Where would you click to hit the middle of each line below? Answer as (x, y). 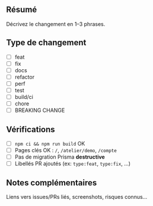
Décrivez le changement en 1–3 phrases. (56, 24)
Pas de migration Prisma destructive (60, 157)
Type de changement (46, 43)
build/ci (24, 97)
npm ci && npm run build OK (50, 144)
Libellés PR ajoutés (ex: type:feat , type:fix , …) (73, 164)
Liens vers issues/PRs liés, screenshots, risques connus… (77, 197)
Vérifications (31, 129)
